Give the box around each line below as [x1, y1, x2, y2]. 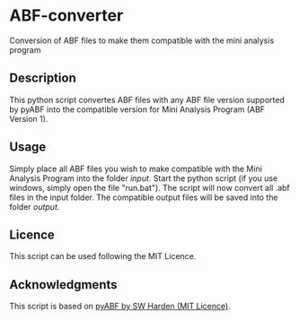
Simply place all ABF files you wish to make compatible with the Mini [9, 163, 263, 174]
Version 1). [9, 113, 48, 124]
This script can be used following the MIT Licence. [9, 251, 197, 262]
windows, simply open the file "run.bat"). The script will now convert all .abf [9, 182, 290, 193]
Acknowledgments [9, 277, 119, 292]
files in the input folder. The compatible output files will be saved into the [9, 192, 278, 203]
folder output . [9, 201, 60, 212]
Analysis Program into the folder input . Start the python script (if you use [9, 172, 278, 184]
